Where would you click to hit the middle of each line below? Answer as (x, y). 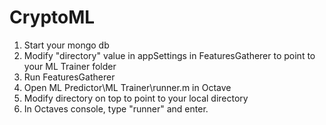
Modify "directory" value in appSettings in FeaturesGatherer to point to (169, 55)
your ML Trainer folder (70, 66)
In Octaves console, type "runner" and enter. (116, 108)
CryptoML (52, 17)
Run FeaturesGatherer (69, 77)
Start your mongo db (66, 45)
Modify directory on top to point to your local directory (136, 98)
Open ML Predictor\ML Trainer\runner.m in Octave (127, 87)
